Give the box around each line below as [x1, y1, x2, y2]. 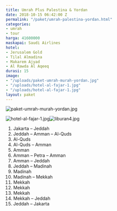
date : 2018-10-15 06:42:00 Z [6, 12, 67, 17]
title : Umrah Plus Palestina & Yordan [6, 7, 88, 13]
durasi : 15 [6, 69, 29, 74]
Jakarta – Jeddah [13, 125, 50, 132]
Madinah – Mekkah [13, 174, 53, 180]
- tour [6, 31, 20, 36]
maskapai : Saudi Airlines [6, 40, 60, 46]
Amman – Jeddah [13, 158, 50, 164]
